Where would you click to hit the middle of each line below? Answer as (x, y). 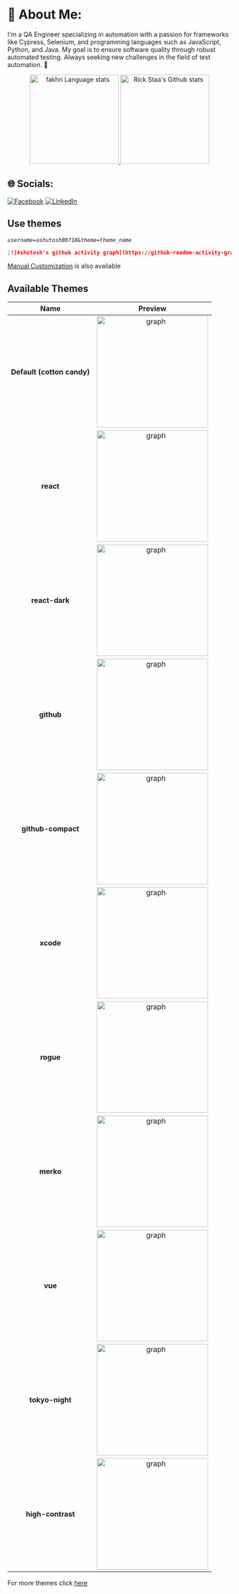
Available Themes (48, 288)
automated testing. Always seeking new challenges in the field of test (109, 57)
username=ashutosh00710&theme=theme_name (70, 240)
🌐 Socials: (31, 184)
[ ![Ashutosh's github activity (54, 253)
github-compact (50, 829)
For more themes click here (47, 1583)
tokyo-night (51, 1400)
